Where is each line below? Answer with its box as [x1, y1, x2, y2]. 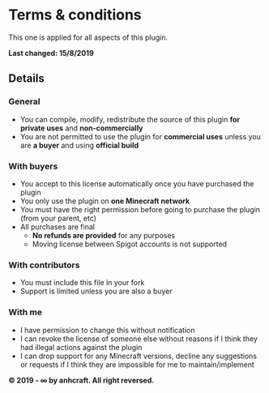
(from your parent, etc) [19, 213, 97, 223]
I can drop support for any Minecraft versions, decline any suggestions [19, 351, 258, 361]
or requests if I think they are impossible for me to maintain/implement [19, 359, 255, 370]
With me [8, 306, 43, 318]
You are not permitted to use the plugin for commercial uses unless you [19, 131, 262, 141]
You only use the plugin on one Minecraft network [19, 196, 190, 206]
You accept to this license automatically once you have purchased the [19, 178, 254, 188]
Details [8, 71, 45, 86]
